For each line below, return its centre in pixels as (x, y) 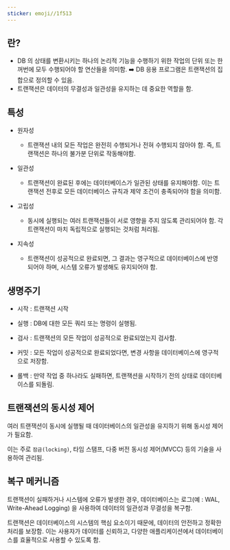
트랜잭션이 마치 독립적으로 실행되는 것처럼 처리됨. (93, 229)
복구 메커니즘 (33, 482)
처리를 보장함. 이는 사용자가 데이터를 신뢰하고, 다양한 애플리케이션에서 (101, 531)
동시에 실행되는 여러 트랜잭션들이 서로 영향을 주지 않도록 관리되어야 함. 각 (125, 221)
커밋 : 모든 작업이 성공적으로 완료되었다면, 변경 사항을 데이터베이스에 (108, 353)
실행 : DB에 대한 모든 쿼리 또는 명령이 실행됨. (77, 323)
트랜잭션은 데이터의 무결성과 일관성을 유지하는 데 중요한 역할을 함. (105, 89)
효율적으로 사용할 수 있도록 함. (60, 540)
